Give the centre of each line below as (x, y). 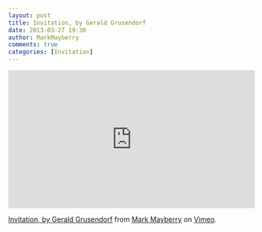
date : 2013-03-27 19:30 (47, 30)
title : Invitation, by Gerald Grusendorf (77, 23)
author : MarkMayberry (44, 37)
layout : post (30, 15)
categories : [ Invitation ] (51, 52)
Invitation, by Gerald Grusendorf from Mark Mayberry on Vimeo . (112, 219)
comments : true (33, 45)
